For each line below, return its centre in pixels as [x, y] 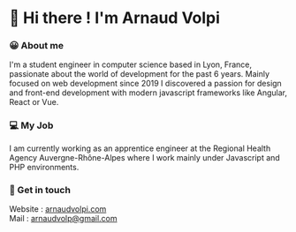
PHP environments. [44, 167]
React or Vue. [34, 102]
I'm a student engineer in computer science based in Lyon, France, [131, 64]
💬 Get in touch [40, 190]
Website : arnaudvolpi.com [58, 209]
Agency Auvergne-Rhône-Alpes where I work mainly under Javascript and [144, 157]
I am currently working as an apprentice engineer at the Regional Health [140, 148]
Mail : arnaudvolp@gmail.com [63, 219]
